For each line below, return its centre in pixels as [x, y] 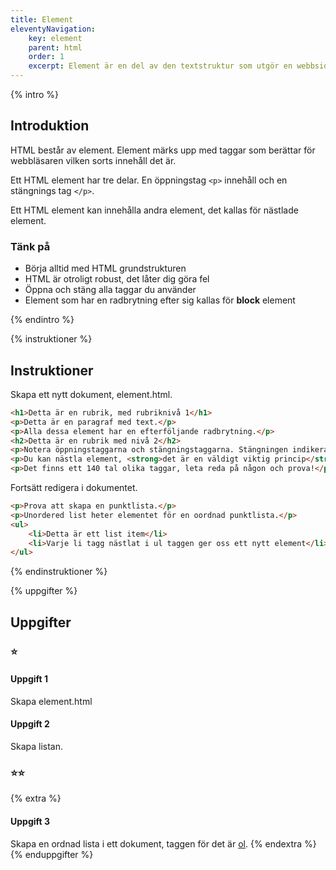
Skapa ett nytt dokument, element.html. [91, 394]
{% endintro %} [42, 320]
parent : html [55, 47]
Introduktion [50, 126]
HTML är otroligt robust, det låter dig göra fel [117, 279]
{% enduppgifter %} [52, 854]
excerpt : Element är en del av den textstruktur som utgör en [160, 66]
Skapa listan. [37, 747]
